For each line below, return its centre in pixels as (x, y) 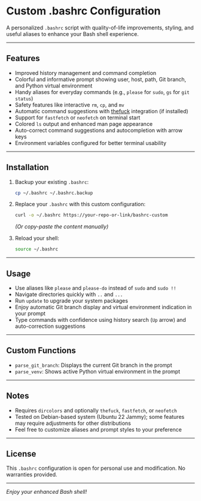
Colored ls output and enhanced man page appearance (84, 123)
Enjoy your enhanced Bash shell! (47, 492)
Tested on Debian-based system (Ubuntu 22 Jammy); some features (100, 417)
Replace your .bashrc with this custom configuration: (80, 204)
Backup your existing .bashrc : (51, 182)
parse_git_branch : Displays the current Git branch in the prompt (93, 365)
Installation (28, 167)
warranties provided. (32, 475)
